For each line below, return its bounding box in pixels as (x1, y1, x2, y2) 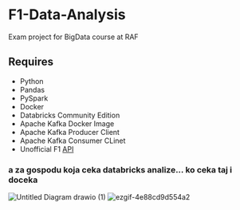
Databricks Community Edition (19, 110, 120, 120)
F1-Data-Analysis (8, 6, 126, 24)
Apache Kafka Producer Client (19, 127, 120, 137)
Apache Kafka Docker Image (19, 118, 115, 129)
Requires (8, 55, 54, 69)
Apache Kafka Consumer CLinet (19, 136, 126, 145)
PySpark (19, 93, 49, 103)
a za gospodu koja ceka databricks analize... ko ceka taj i (8, 164, 233, 175)
